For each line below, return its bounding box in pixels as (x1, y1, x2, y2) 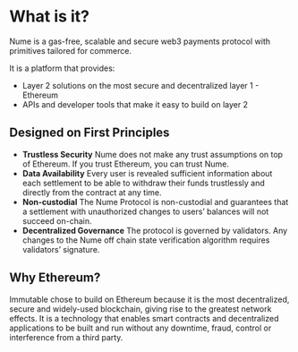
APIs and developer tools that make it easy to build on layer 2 (21, 99, 249, 109)
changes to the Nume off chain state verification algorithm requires (21, 235, 270, 245)
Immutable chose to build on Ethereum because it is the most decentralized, (9, 294, 290, 305)
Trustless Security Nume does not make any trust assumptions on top (21, 149, 284, 159)
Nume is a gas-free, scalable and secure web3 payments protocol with (9, 36, 271, 47)
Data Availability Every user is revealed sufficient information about (21, 167, 273, 178)
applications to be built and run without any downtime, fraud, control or (9, 322, 272, 333)
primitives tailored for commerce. (9, 45, 132, 56)
